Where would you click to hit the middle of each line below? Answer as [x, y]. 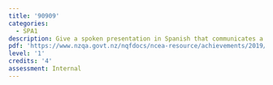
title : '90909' [34, 16]
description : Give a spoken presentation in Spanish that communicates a [136, 38]
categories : [28, 23]
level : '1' [27, 53]
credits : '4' [30, 62]
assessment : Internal [45, 69]
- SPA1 [27, 31]
